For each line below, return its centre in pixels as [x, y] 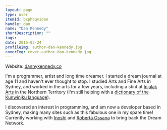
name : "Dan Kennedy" [27, 29]
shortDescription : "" [28, 33]
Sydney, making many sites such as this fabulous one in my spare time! [79, 112]
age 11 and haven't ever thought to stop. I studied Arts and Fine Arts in [78, 81]
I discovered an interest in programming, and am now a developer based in [83, 107]
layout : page [19, 10]
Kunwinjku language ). [28, 97]
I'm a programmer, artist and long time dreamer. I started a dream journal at [83, 76]
